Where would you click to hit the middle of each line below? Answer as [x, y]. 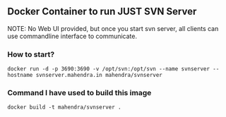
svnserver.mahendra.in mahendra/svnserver [99, 75]
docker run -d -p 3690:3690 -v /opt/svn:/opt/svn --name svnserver [109, 69]
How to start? [31, 54]
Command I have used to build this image [79, 93]
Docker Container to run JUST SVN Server [102, 12]
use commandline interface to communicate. [72, 36]
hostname [20, 75]
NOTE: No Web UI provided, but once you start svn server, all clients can [113, 28]
